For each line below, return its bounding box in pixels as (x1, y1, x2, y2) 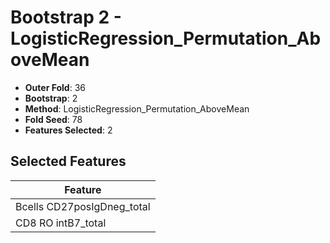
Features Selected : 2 (24, 124, 113, 136)
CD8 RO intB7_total (15, 216, 107, 230)
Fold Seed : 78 (24, 113, 83, 125)
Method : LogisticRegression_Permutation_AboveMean (24, 102, 250, 115)
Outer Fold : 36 (24, 81, 86, 93)
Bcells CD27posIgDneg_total (15, 199, 151, 213)
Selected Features (10, 153, 127, 170)
